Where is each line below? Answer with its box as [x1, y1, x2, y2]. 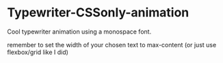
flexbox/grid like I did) [7, 48, 68, 56]
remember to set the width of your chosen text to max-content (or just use [7, 40, 217, 49]
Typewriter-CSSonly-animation [7, 5, 189, 21]
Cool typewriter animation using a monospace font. [7, 27, 152, 36]
